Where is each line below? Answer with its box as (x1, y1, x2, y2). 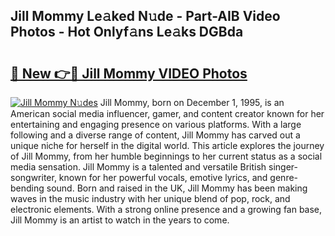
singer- (268, 161, 298, 173)
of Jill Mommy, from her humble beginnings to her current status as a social (10, 150, 323, 162)
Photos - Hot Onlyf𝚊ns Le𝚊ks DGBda (10, 24, 244, 41)
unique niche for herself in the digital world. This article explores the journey (10, 140, 325, 151)
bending (10, 182, 45, 194)
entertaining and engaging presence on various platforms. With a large (10, 119, 302, 130)
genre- (269, 172, 299, 183)
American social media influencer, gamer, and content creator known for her (10, 108, 325, 119)
